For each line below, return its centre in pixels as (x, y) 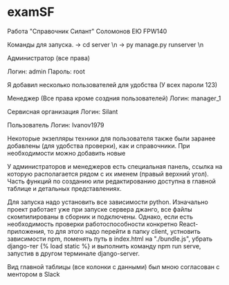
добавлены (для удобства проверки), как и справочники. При (99, 145)
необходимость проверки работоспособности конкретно (92, 224)
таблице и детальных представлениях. (65, 188)
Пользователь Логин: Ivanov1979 (56, 125)
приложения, (27, 231)
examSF (31, 12)
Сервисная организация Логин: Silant (63, 111)
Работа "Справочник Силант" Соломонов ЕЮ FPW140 (87, 31)
